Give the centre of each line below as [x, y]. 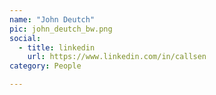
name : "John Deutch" [52, 19]
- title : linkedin [57, 47]
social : [25, 38]
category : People [45, 66]
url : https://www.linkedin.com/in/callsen [117, 57]
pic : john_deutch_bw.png [61, 29]
